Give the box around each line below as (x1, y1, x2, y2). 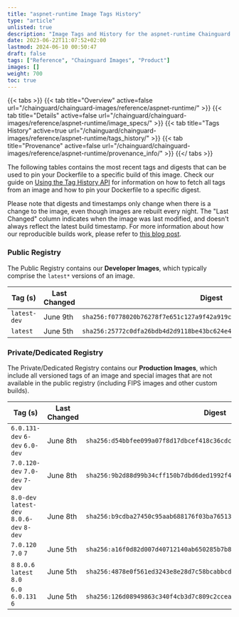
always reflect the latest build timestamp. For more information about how (7, 222, 224, 231)
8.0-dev (11, 493, 37, 502)
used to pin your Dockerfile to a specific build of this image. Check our (7, 170, 215, 179)
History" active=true (7, 126, 67, 135)
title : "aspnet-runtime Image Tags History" (7, 10, 142, 18)
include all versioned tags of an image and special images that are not (7, 371, 213, 380)
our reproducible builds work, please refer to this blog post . (7, 229, 181, 239)
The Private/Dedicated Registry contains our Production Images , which (7, 363, 218, 372)
